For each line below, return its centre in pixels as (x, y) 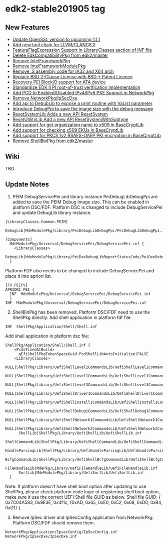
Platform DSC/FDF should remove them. (53, 522)
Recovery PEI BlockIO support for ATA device (59, 82)
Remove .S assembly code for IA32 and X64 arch (63, 71)
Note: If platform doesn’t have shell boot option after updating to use (76, 486)
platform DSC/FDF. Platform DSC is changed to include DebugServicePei (87, 207)
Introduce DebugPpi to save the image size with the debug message (83, 109)
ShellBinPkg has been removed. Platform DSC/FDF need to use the (81, 312)
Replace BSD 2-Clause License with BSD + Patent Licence (72, 77)
